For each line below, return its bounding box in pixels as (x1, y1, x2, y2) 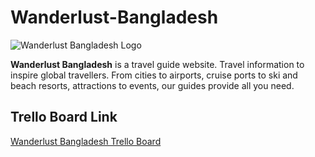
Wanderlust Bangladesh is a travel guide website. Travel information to (10, 58, 305, 70)
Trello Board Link (10, 109, 118, 126)
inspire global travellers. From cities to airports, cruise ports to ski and (10, 69, 298, 81)
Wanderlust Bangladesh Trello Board (10, 135, 162, 147)
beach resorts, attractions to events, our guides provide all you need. (10, 79, 295, 91)
